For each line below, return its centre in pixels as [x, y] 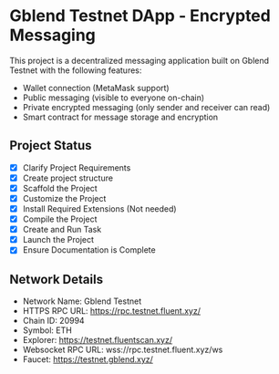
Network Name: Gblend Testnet [82, 301]
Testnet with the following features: [76, 70]
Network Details [56, 279]
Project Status [51, 145]
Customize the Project [64, 198]
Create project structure [68, 178]
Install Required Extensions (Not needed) [99, 209]
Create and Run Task [62, 230]
